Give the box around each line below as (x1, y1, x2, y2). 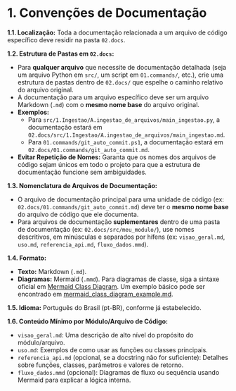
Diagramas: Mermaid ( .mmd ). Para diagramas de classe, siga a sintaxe (17, 275, 220, 283)
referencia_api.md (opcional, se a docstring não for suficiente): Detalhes (17, 353, 228, 361)
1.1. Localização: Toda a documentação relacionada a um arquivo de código (7, 28, 228, 37)
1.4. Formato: (7, 254, 47, 262)
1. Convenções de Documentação (7, 5, 207, 21)
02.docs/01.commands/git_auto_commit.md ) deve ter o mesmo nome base (17, 202, 229, 211)
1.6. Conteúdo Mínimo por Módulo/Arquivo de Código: (7, 317, 169, 325)
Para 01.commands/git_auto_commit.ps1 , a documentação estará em (27, 137, 223, 146)
